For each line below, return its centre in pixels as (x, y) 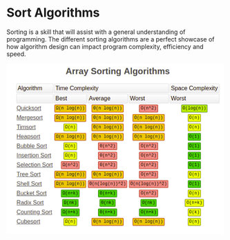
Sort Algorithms (53, 13)
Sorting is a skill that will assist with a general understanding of (96, 32)
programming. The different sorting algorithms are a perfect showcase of (111, 39)
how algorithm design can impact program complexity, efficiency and (105, 46)
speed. (16, 54)
